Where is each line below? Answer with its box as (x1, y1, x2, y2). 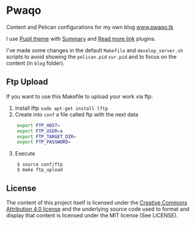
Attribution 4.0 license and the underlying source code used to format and (6, 205, 190, 213)
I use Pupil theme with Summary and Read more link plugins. (6, 35, 156, 42)
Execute (14, 150, 35, 157)
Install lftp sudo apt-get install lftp (14, 104, 108, 112)
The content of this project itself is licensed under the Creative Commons (6, 199, 188, 206)
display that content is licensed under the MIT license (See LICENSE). (6, 212, 178, 219)
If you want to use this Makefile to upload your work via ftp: (6, 92, 153, 100)
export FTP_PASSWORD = (17, 139, 71, 145)
